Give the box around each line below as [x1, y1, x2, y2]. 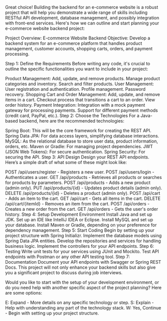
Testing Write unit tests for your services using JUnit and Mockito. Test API [5, 249, 160, 254]
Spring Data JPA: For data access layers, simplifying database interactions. [5, 133, 160, 139]
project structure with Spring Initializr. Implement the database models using [5, 233, 162, 238]
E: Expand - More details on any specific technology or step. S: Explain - [5, 300, 154, 306]
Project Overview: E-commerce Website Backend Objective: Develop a [5, 35, 151, 41]
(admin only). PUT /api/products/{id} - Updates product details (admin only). [5, 185, 163, 191]
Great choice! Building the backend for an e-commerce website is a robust [5, 4, 159, 10]
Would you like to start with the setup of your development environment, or [5, 279, 160, 285]
